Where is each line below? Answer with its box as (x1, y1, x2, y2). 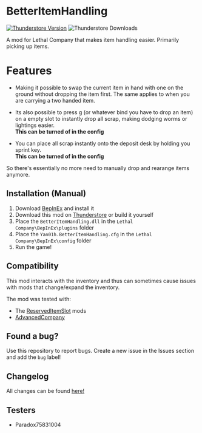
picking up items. (6, 43, 50, 50)
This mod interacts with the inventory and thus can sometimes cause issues (6, 277, 196, 284)
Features (6, 64, 52, 78)
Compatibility (6, 261, 59, 271)
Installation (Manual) (6, 188, 87, 199)
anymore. (6, 171, 30, 178)
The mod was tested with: (6, 295, 72, 302)
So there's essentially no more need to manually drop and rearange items (6, 164, 190, 171)
